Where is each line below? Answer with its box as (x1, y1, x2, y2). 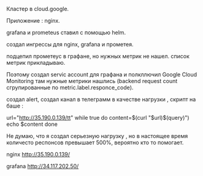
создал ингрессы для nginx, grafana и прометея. (6, 41, 134, 48)
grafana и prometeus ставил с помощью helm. (6, 29, 126, 36)
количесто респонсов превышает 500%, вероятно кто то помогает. (6, 139, 184, 146)
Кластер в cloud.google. (6, 5, 69, 12)
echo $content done (6, 120, 58, 128)
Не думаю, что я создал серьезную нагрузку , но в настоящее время (6, 133, 188, 139)
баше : (6, 102, 23, 109)
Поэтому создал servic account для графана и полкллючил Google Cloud (6, 71, 197, 78)
